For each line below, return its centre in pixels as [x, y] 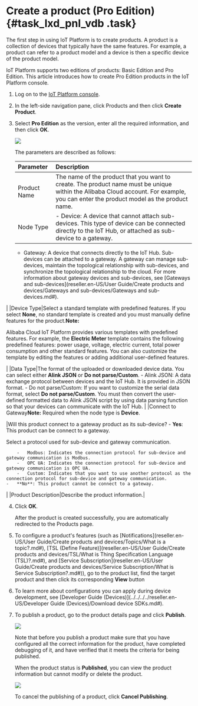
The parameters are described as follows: [65, 152]
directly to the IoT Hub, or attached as [108, 231]
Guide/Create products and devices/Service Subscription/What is [94, 566]
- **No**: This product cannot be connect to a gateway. [80, 484]
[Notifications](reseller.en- [152, 535]
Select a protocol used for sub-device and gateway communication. [88, 442]
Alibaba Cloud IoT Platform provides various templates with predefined [92, 332]
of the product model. [32, 59]
